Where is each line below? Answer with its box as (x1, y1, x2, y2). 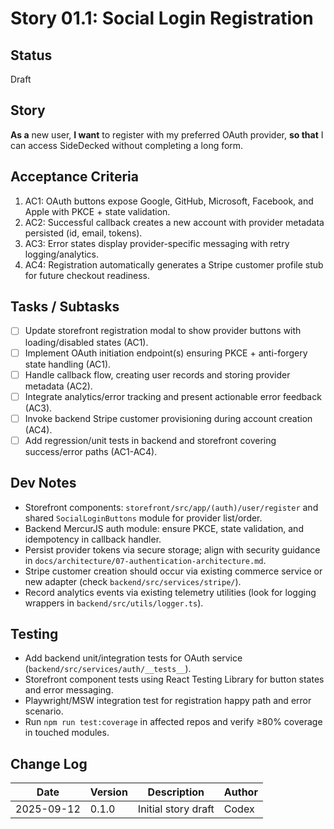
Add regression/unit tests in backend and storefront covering (24, 434, 277, 446)
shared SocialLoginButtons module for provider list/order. (24, 512, 263, 524)
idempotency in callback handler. (24, 533, 162, 545)
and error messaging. (24, 684, 114, 696)
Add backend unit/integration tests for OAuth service (24, 652, 243, 664)
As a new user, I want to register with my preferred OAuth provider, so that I (10, 128, 324, 141)
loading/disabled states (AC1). (24, 336, 149, 348)
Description (147, 785, 205, 799)
